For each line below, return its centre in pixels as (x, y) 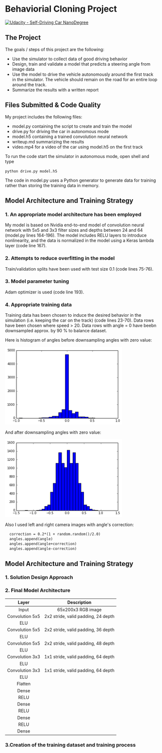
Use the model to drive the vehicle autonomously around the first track (83, 74)
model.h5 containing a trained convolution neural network (70, 137)
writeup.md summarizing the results (48, 141)
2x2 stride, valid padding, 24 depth (80, 616)
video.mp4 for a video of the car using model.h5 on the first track (77, 147)
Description (79, 602)
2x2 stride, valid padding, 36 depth (80, 630)
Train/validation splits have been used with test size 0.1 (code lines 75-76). (79, 269)
